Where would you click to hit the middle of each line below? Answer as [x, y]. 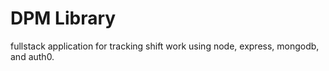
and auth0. [32, 56]
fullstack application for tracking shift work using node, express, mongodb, [165, 46]
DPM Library [63, 18]
